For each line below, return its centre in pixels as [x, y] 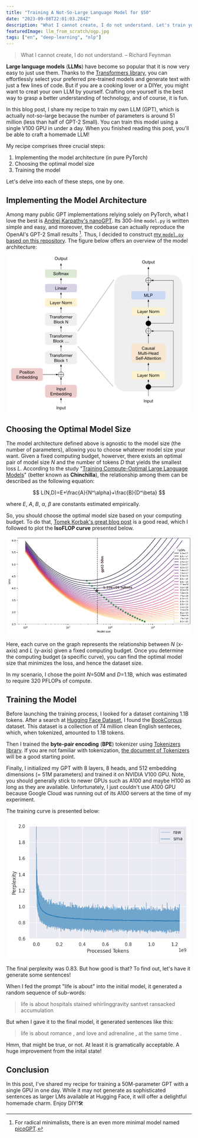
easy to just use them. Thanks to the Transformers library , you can [87, 73]
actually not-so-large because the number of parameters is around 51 [90, 116]
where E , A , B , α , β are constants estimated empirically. [73, 504]
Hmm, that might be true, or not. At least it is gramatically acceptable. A [93, 1045]
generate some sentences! [39, 975]
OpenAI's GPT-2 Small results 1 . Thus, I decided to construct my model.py [95, 234]
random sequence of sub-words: [46, 993]
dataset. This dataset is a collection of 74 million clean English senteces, [94, 726]
